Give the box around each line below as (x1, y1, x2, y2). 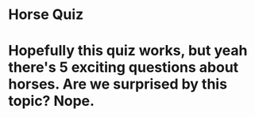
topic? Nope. (8, 92, 95, 110)
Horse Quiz (8, 6, 84, 24)
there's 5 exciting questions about (8, 58, 239, 77)
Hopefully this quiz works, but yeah (8, 42, 248, 60)
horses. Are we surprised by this (8, 75, 228, 93)
